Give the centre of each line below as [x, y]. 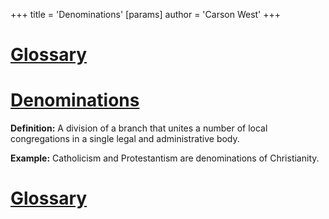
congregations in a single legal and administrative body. [125, 139]
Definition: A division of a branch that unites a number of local [139, 128]
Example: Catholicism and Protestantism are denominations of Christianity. [165, 158]
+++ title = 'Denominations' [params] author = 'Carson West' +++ [146, 14]
